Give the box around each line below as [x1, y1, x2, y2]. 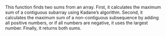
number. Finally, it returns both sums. [5, 25, 81, 31]
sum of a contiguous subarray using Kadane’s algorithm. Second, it [5, 9, 143, 15]
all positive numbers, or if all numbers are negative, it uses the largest [5, 20, 148, 26]
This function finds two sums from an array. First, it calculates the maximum [5, 4, 161, 10]
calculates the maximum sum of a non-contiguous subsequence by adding [5, 15, 159, 20]
